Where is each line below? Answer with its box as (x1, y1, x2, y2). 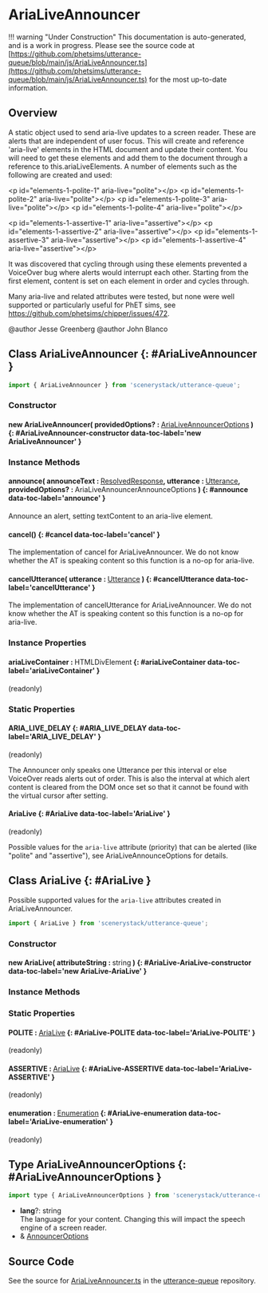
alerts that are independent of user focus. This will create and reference (8, 136, 245, 146)
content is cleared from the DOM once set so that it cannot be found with (8, 782, 249, 791)
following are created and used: (8, 170, 113, 179)
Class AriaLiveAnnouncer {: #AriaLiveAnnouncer (8, 347, 258, 361)
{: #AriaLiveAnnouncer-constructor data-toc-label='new (8, 428, 202, 438)
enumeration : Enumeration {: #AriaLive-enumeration (8, 1108, 187, 1118)
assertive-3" (8, 234, 49, 245)
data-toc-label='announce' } (8, 494, 106, 503)
